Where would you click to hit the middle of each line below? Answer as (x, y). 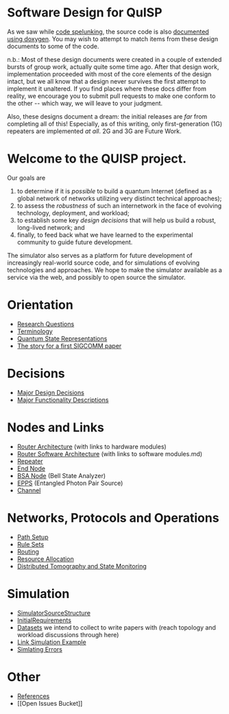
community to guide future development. (75, 242)
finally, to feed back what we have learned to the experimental (105, 235)
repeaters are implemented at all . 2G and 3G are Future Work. (94, 131)
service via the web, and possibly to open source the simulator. (97, 277)
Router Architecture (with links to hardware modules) (92, 447)
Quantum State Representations (62, 338)
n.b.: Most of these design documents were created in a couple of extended (114, 59)
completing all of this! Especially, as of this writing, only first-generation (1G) (115, 123)
